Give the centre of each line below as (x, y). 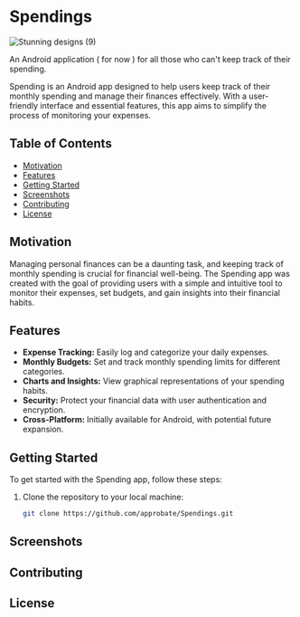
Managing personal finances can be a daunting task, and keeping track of (147, 263)
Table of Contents (61, 143)
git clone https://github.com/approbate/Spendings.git (128, 514)
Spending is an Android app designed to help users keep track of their (140, 86)
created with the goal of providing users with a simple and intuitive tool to (146, 283)
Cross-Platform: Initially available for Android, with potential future (147, 420)
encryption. (44, 410)
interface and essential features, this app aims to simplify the (153, 105)
